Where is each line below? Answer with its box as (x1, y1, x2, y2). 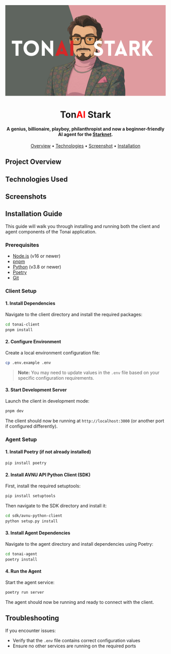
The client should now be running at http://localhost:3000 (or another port (5, 418, 164, 424)
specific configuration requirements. (17, 375, 94, 381)
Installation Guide (5, 209, 63, 218)
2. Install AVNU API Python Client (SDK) (5, 472, 91, 478)
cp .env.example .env (5, 360, 51, 365)
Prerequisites (5, 241, 39, 248)
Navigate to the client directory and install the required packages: (5, 312, 142, 318)
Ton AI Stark (60, 109, 111, 120)
